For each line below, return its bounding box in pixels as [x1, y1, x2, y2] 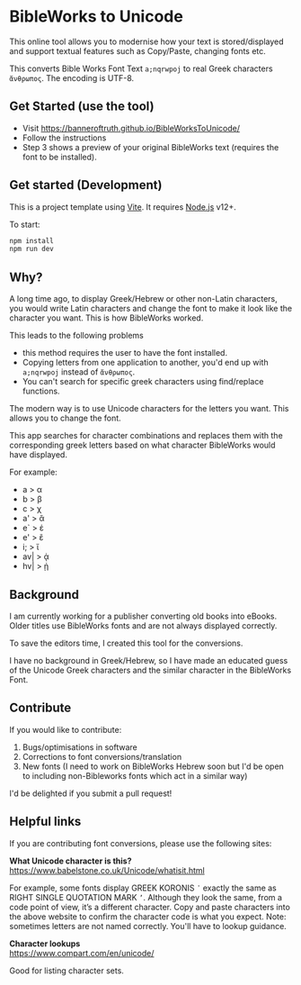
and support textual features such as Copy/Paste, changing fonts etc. [9, 45, 267, 56]
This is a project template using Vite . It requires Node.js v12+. [9, 201, 236, 212]
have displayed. [9, 449, 67, 460]
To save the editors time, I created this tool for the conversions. [9, 637, 243, 648]
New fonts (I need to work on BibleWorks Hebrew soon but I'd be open [22, 761, 285, 772]
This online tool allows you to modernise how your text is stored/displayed [9, 36, 285, 47]
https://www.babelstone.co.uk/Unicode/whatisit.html [9, 864, 205, 875]
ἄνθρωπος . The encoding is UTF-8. [9, 72, 135, 83]
